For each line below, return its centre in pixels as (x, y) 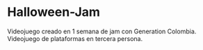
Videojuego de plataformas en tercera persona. (75, 38)
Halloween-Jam (54, 12)
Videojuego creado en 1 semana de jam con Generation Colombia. (102, 31)
